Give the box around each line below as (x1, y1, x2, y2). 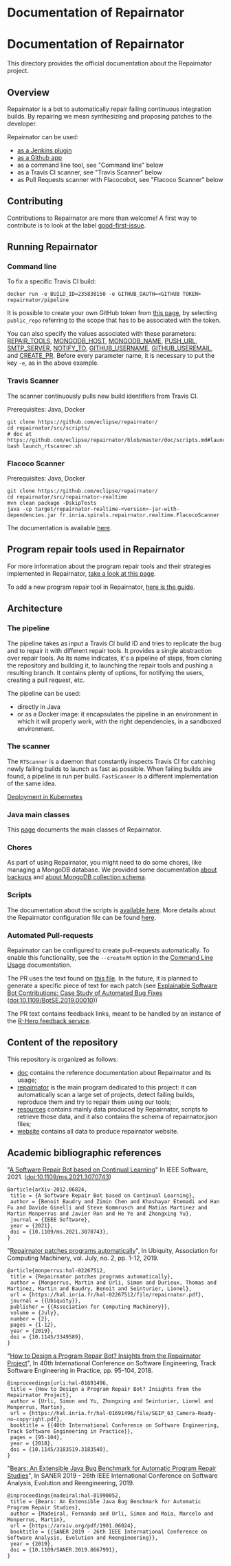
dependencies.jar (7, 512, 57, 519)
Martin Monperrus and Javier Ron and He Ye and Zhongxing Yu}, (7, 1210, 192, 1217)
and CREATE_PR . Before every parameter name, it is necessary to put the (7, 352, 215, 360)
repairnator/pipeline (7, 297, 69, 304)
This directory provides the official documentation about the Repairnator (7, 59, 212, 68)
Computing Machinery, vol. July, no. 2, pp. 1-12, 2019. (7, 1254, 159, 1262)
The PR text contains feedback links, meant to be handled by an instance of (7, 1010, 221, 1018)
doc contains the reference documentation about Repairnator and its (16, 1068, 212, 1076)
